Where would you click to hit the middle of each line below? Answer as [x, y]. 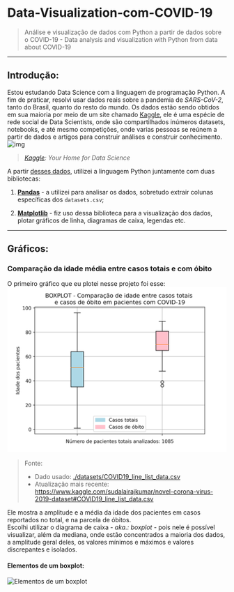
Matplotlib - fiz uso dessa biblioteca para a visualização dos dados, [115, 213]
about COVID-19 [48, 47]
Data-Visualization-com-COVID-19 [110, 13]
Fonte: [33, 463]
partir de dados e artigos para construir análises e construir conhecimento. [115, 137]
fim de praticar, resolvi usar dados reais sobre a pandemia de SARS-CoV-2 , [115, 100]
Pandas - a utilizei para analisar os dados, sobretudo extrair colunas [115, 192]
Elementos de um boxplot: [46, 566]
